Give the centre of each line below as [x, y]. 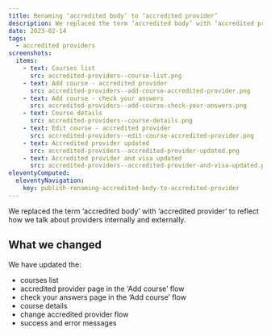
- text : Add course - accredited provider [95, 83]
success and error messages [68, 322]
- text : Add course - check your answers [93, 98]
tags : [17, 38]
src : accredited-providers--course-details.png [111, 121]
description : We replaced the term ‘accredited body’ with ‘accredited [131, 23]
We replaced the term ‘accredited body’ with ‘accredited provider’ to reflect [134, 211]
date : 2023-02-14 [38, 31]
